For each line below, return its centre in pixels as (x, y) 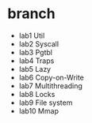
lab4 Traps (36, 61)
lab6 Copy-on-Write (52, 77)
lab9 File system (46, 102)
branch (32, 14)
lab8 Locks (37, 94)
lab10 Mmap (38, 110)
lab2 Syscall (39, 43)
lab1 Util (32, 35)
